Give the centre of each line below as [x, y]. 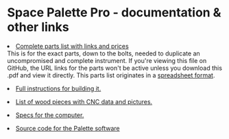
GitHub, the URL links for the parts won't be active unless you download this [115, 68]
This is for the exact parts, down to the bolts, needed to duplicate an [104, 53]
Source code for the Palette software [68, 128]
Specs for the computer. [50, 115]
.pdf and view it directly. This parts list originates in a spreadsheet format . [111, 75]
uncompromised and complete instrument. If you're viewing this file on [107, 60]
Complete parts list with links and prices [72, 46]
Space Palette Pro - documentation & [114, 13]
